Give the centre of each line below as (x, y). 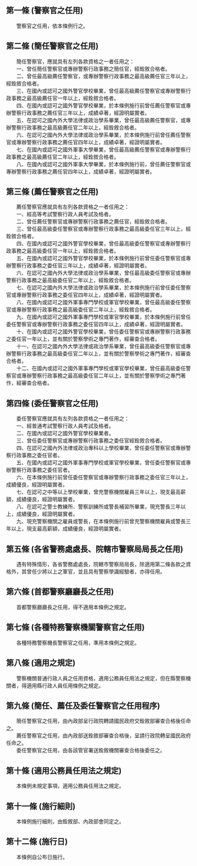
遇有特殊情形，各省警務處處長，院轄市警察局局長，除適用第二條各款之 (101, 564)
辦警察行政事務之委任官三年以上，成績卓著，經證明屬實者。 (78, 265)
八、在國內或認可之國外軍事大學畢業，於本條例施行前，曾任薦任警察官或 (103, 164)
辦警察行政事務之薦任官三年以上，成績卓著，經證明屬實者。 (78, 113)
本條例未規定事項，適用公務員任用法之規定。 (70, 786)
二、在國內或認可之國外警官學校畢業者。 (65, 433)
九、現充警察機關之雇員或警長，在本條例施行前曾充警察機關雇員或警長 (101, 521)
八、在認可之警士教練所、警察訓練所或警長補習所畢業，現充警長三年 (98, 507)
